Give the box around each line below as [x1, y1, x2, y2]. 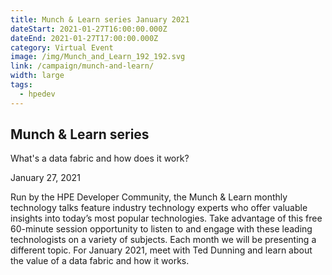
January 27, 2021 [10, 172, 81, 184]
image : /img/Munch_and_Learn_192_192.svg [10, 52, 186, 62]
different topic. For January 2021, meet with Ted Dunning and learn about [10, 244, 313, 256]
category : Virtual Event [10, 42, 114, 53]
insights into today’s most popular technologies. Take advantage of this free [10, 212, 323, 225]
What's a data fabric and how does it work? [10, 152, 190, 165]
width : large [10, 71, 65, 81]
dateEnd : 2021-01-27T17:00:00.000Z [10, 33, 159, 43]
